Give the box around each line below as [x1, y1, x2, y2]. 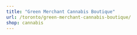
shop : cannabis [6, 20, 44, 26]
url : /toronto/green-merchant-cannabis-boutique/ [6, 14, 132, 20]
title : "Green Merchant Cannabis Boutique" [6, 8, 116, 15]
